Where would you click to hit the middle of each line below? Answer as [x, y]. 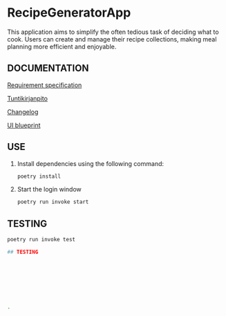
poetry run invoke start [53, 202]
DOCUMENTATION [48, 68]
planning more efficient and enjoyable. [62, 46]
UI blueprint [24, 125]
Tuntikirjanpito [28, 98]
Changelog [23, 111]
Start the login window [49, 189]
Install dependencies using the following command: [91, 163]
